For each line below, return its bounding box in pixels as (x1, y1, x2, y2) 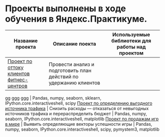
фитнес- (7, 76, 28, 83)
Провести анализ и (49, 61, 95, 68)
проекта (15, 43, 36, 50)
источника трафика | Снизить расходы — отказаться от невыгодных (5, 105, 149, 111)
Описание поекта (53, 40, 97, 47)
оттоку (7, 64, 24, 71)
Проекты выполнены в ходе (5, 3, 126, 14)
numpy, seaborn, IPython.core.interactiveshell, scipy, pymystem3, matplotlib (5, 126, 160, 132)
